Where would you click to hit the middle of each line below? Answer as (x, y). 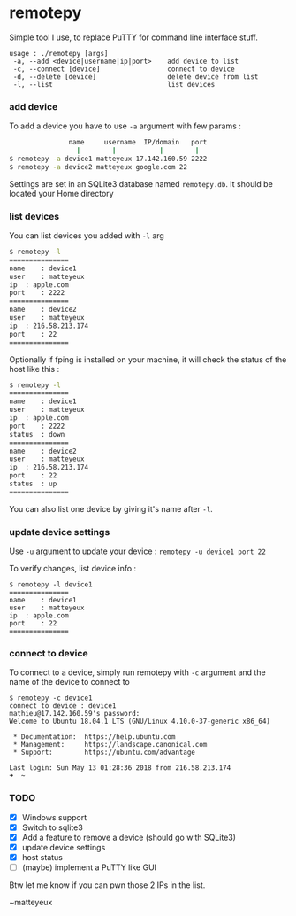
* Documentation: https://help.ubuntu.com (94, 737)
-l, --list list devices (114, 84)
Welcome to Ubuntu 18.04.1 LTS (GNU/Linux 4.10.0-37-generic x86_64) (140, 722)
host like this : (34, 369)
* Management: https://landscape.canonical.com (110, 745)
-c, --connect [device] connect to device (124, 69)
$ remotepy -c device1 (51, 698)
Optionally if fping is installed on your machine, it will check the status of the (148, 359)
